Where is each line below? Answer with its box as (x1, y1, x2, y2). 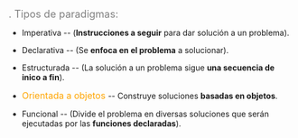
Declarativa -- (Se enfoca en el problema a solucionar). (21, 45, 229, 55)
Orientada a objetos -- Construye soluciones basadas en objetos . (21, 89, 278, 102)
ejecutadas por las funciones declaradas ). (21, 118, 182, 129)
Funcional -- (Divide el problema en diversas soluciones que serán (21, 108, 270, 119)
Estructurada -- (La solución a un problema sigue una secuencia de (21, 62, 275, 73)
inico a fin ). (21, 72, 65, 82)
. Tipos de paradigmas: (8, 8, 119, 21)
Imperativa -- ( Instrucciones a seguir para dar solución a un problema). (21, 27, 290, 38)
